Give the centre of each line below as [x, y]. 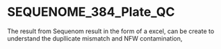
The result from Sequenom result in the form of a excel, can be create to [111, 31]
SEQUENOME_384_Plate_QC [91, 12]
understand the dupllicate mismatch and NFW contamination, [95, 38]
